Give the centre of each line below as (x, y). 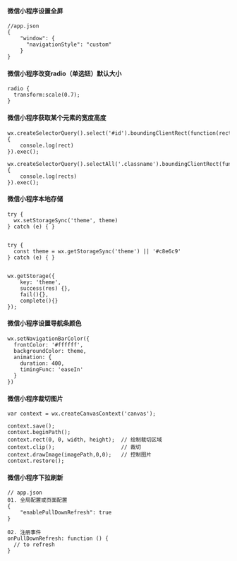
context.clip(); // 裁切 (74, 447)
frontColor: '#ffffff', (48, 345)
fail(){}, (35, 294)
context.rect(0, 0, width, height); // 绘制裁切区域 (85, 440)
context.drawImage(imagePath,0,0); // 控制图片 (79, 455)
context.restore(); (36, 461)
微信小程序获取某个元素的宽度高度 (57, 117)
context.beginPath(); (39, 433)
